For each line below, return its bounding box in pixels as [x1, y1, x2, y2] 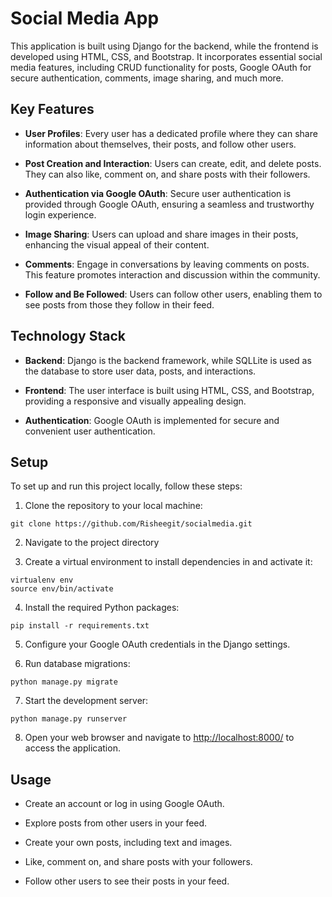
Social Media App [10, 7, 160, 30]
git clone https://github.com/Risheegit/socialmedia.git [10, 519, 253, 529]
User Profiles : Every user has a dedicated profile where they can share [24, 127, 318, 139]
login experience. [24, 208, 97, 221]
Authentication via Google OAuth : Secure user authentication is [24, 187, 292, 199]
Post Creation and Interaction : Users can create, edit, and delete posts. [24, 157, 322, 169]
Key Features [10, 101, 95, 118]
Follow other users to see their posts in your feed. [24, 875, 230, 887]
